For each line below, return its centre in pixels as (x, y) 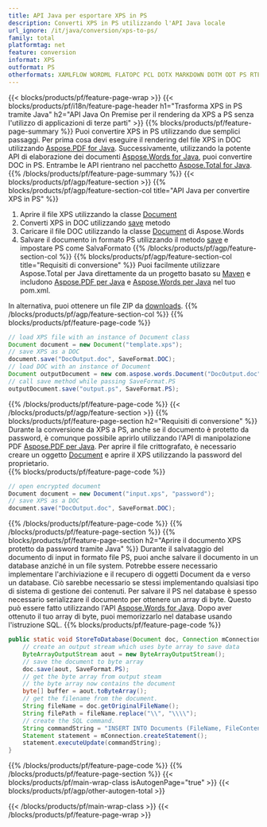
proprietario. (29, 463)
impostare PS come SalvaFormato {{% (83, 248)
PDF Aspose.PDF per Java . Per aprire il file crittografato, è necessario (122, 446)
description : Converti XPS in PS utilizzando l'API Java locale (117, 23)
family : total (32, 38)
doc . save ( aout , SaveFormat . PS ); (76, 669)
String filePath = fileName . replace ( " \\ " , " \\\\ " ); (110, 713)
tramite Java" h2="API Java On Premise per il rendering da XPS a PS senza (131, 114)
